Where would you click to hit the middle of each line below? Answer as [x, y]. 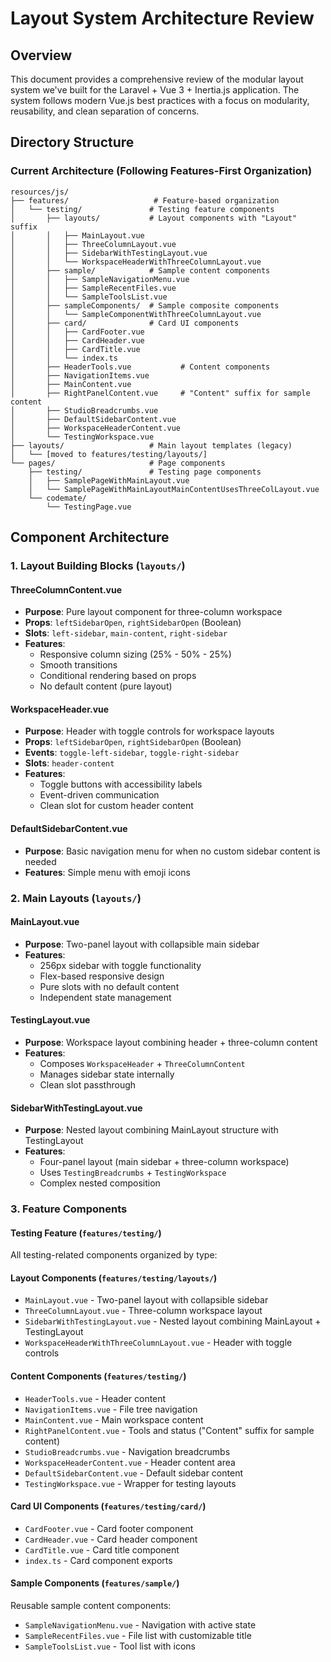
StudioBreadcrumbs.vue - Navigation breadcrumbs [127, 1451]
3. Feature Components [69, 1209]
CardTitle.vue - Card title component [102, 1549]
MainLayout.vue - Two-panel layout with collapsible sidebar [146, 1300]
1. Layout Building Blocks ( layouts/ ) [98, 565]
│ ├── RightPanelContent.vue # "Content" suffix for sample [160, 393]
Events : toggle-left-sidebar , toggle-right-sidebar [132, 753]
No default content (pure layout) [106, 686]
